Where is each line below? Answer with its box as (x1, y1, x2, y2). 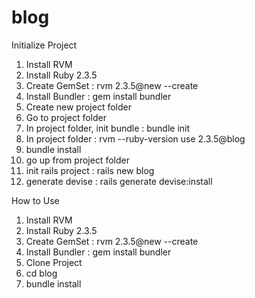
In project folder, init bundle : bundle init (25, 122, 191, 134)
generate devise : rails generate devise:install (25, 175, 213, 187)
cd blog (25, 267, 58, 279)
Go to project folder (25, 111, 107, 123)
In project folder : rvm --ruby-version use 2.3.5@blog (25, 132, 246, 145)
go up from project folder (25, 154, 130, 166)
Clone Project (25, 256, 83, 268)
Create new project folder (25, 101, 132, 113)
